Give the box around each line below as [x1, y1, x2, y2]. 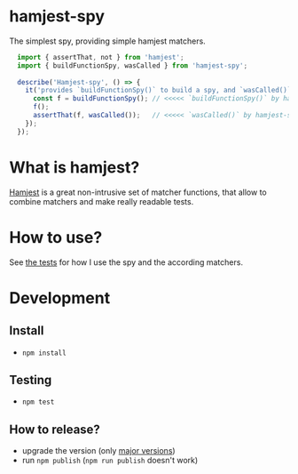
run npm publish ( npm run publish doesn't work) [21, 455, 199, 466]
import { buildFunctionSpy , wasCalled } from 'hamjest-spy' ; [17, 60, 248, 70]
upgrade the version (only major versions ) [21, 446, 176, 456]
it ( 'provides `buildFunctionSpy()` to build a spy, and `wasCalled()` [25, 86, 292, 95]
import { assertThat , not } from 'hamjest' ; [17, 52, 184, 61]
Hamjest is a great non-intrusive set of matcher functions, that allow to [9, 187, 268, 197]
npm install [21, 349, 67, 358]
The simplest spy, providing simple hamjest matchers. [9, 36, 206, 46]
